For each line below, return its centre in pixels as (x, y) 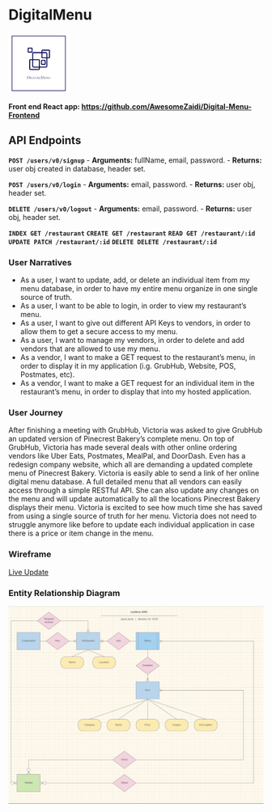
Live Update (29, 572)
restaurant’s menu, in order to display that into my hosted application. (136, 392)
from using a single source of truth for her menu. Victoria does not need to (133, 516)
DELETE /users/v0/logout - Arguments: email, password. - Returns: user (130, 209)
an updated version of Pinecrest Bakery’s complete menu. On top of (121, 439)
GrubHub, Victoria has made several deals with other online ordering (123, 447)
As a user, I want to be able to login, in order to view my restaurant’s (133, 306)
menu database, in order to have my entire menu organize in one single (139, 289)
